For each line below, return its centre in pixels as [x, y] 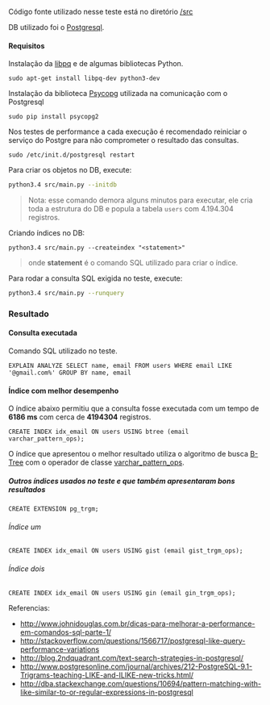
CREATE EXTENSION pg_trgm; [54, 509]
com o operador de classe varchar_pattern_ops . [105, 462]
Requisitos [27, 46]
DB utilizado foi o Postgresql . [56, 27]
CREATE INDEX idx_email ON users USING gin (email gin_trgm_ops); [122, 593]
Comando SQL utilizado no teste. [63, 351]
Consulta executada [43, 333]
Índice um [25, 527]
